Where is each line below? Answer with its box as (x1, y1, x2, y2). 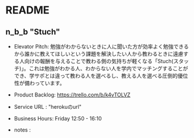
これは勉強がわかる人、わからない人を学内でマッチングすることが (28, 65, 188, 72)
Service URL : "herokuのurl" (13, 103, 82, 110)
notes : (13, 126, 31, 133)
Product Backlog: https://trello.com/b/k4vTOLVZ (13, 91, 131, 98)
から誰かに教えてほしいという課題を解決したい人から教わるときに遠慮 (13, 50, 184, 57)
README (5, 4, 50, 17)
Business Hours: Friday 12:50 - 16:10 (13, 115, 102, 122)
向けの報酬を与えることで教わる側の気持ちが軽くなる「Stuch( (24, 58, 174, 64)
